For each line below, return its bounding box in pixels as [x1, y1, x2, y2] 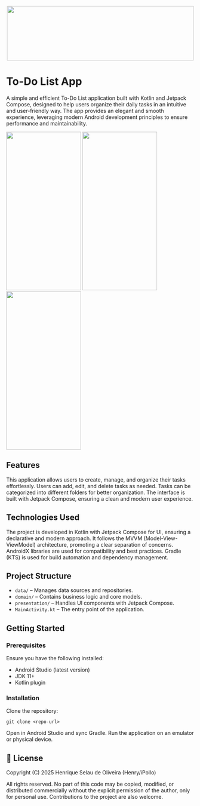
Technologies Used [6, 513, 79, 523]
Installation [6, 694, 40, 702]
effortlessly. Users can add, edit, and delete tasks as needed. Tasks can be [6, 482, 191, 489]
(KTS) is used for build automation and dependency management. [6, 553, 169, 561]
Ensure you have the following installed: [6, 655, 104, 662]
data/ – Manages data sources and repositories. [14, 587, 133, 594]
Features [6, 460, 40, 470]
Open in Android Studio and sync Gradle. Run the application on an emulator [6, 730, 194, 737]
